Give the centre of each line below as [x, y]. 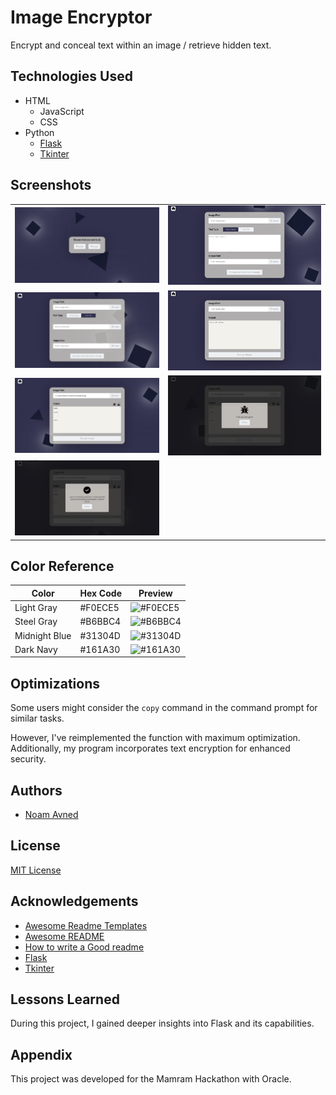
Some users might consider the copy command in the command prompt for [164, 708]
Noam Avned [51, 814]
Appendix [41, 1054]
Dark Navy [36, 649]
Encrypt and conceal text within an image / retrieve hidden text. [141, 45]
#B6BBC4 [100, 622]
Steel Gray [36, 622]
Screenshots [51, 185]
